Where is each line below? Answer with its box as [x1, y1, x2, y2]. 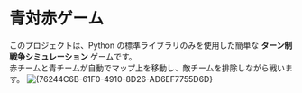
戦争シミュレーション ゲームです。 [9, 51, 137, 61]
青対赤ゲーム [9, 8, 105, 29]
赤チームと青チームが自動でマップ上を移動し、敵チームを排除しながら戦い [9, 62, 286, 73]
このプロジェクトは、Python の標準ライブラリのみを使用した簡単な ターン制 [9, 40, 293, 51]
